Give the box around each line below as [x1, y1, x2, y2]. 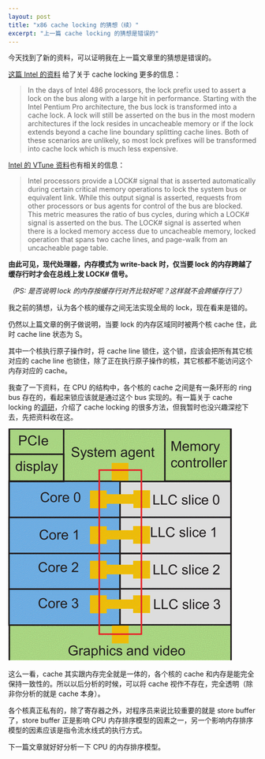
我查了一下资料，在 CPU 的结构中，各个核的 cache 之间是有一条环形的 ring [8, 383, 252, 392]
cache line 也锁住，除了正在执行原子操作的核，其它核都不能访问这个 [30, 356, 253, 366]
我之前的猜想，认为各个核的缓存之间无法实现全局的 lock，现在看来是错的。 [8, 303, 252, 312]
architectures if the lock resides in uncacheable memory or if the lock [27, 119, 254, 129]
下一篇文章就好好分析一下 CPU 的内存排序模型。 [8, 742, 166, 752]
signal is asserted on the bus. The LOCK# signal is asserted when [27, 218, 241, 228]
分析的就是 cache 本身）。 [21, 689, 105, 698]
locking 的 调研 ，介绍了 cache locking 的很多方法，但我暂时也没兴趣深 [8, 402, 235, 412]
